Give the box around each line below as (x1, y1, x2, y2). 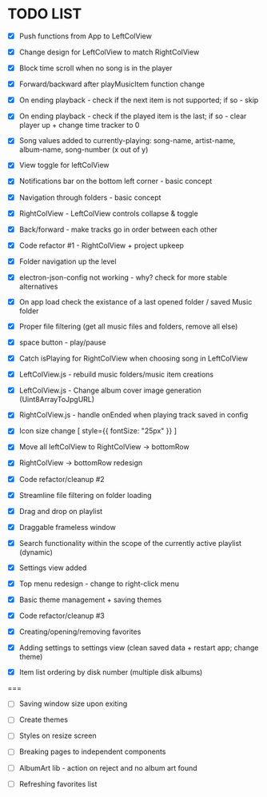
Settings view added (18, 563, 87, 572)
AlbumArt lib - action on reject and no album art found (18, 763, 197, 772)
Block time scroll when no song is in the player (18, 63, 173, 73)
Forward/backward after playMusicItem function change (18, 79, 205, 89)
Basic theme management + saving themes (18, 595, 162, 604)
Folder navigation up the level (18, 257, 117, 266)
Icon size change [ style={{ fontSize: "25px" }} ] (18, 426, 177, 436)
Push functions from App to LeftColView (18, 31, 153, 41)
